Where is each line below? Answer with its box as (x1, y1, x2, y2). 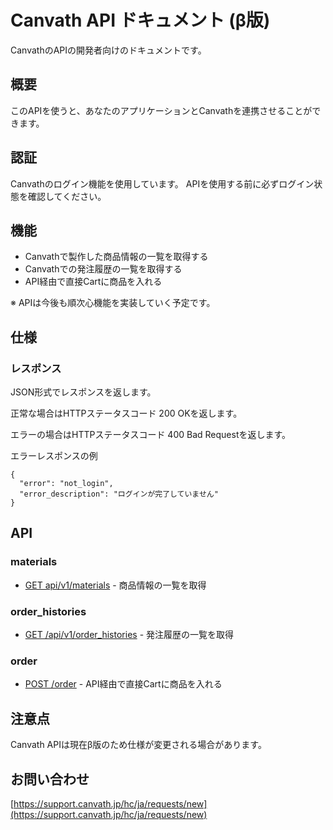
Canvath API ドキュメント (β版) (10, 9, 271, 32)
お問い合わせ (10, 771, 90, 788)
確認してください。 (27, 190, 107, 202)
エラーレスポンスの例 (10, 450, 98, 462)
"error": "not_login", (19, 479, 114, 489)
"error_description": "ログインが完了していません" (19, 489, 219, 500)
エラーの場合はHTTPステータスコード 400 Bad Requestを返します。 (10, 429, 292, 441)
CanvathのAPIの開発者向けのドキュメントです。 (10, 44, 207, 56)
